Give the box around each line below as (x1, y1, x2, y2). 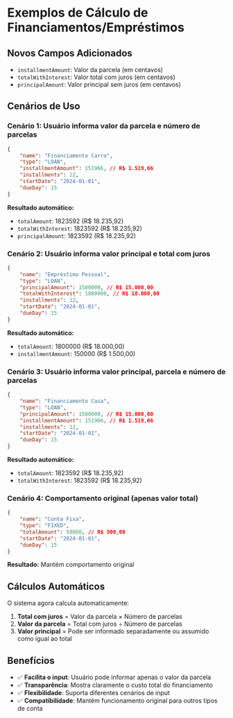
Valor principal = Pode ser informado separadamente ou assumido (17, 627, 209, 635)
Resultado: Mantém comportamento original (7, 561, 135, 569)
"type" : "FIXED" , (19, 522, 70, 529)
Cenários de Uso (7, 101, 80, 112)
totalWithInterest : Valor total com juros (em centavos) (17, 73, 175, 81)
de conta (17, 704, 43, 712)
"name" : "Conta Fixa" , (19, 515, 85, 523)
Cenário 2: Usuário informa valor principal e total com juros (7, 248, 211, 258)
